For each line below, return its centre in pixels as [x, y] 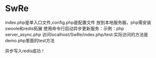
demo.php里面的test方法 [30, 40]
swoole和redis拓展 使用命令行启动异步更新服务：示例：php [65, 28]
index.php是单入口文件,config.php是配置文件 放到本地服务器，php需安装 [78, 22]
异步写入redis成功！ [25, 51]
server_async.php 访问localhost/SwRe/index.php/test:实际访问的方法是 [77, 34]
